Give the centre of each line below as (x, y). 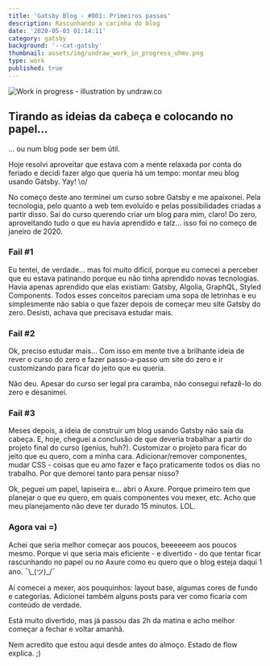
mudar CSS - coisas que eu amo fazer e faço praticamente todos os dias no (134, 465)
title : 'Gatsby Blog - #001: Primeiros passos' (90, 16)
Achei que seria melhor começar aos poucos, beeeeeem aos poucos (123, 544)
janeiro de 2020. (35, 231)
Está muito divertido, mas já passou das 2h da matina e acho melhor (122, 620)
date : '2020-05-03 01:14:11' (57, 31)
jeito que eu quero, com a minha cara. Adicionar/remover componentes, (128, 456)
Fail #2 (22, 333)
